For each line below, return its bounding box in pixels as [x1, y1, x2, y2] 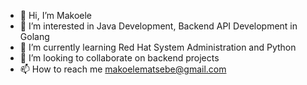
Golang [19, 31, 50, 42]
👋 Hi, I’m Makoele [19, 10, 92, 21]
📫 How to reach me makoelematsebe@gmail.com [19, 63, 227, 75]
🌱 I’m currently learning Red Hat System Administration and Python [19, 41, 297, 53]
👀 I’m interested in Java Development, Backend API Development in [19, 20, 298, 32]
